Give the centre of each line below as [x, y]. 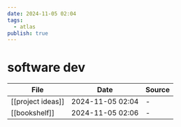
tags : [15, 20]
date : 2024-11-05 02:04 [42, 14]
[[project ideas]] [38, 102]
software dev [46, 68]
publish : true [28, 33]
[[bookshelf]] [32, 113]
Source [158, 90]
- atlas [25, 27]
